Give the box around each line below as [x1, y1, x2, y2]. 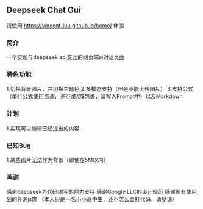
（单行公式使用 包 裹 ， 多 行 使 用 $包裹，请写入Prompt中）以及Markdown [6, 93, 183, 100]
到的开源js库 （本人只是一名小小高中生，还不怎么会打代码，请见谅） [6, 196, 178, 203]
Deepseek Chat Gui [6, 5, 81, 15]
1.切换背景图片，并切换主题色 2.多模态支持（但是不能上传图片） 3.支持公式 [6, 85, 194, 93]
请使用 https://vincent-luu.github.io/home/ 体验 [6, 21, 124, 29]
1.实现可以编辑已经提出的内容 [6, 124, 80, 132]
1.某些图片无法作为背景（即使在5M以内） [6, 157, 109, 163]
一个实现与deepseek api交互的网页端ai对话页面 [6, 54, 125, 61]
